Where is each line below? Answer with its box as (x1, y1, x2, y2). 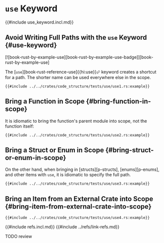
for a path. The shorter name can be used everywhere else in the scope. (5, 74, 151, 80)
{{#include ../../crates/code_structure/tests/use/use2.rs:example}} (5, 133, 150, 137)
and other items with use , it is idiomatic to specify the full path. (5, 172, 131, 178)
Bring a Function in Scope (5, 97, 85, 106)
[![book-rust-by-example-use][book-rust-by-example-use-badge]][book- (5, 54, 153, 60)
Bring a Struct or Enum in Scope (5, 146, 104, 154)
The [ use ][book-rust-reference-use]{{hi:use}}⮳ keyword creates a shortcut (5, 69, 157, 75)
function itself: (5, 123, 34, 129)
